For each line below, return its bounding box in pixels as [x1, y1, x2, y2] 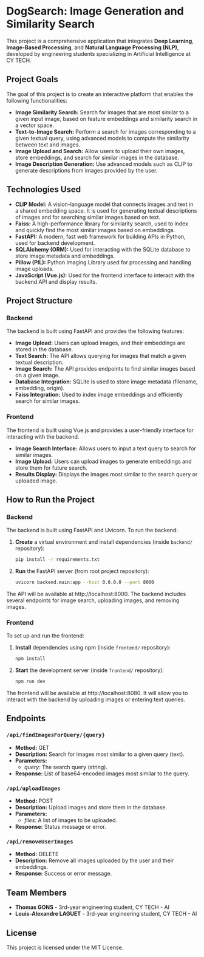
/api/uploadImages [6, 785, 61, 792]
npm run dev [15, 679, 46, 685]
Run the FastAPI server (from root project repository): [15, 568, 150, 575]
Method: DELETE [15, 851, 59, 858]
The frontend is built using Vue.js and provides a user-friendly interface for [6, 427, 194, 434]
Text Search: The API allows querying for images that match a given [15, 352, 186, 360]
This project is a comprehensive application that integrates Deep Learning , [6, 37, 194, 44]
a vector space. [15, 122, 55, 129]
